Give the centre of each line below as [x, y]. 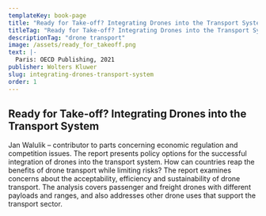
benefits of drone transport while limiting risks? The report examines [120, 170]
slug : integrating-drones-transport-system [81, 74]
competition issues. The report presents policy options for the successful [127, 153]
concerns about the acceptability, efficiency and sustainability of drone [124, 179]
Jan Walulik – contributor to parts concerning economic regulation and [123, 145]
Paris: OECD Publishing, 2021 [65, 60]
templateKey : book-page [47, 15]
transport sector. [36, 204]
